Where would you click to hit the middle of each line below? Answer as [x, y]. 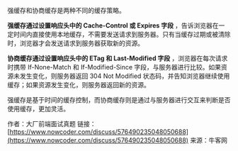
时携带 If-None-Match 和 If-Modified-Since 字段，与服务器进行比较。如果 [114, 67]
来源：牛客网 [209, 140]
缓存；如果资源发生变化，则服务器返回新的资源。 [79, 85]
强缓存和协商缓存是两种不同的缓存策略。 [66, 10]
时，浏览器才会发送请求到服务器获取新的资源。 [75, 43]
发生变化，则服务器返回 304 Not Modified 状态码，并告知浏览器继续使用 [125, 76]
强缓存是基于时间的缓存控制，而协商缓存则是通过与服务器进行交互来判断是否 [119, 100]
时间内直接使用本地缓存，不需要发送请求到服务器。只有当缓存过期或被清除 [122, 34]
